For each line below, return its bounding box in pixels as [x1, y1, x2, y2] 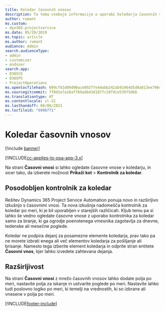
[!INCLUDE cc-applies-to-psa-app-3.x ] [5, 155, 83, 160]
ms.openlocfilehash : [5, 85, 48, 90]
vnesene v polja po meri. [5, 291, 55, 297]
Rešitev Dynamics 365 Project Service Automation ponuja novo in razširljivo [5, 197, 159, 203]
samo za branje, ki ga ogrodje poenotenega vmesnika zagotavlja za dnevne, [5, 218, 159, 224]
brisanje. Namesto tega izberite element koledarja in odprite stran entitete [5, 243, 154, 249]
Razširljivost [5, 263, 44, 271]
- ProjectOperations [5, 80, 48, 85]
